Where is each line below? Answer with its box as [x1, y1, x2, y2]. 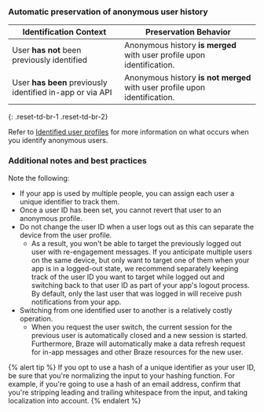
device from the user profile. [19, 230, 112, 240]
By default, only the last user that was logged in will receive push [31, 289, 242, 298]
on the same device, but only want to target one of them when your [31, 255, 250, 265]
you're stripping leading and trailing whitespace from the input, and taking [8, 388, 248, 397]
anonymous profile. [19, 213, 82, 223]
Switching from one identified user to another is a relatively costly [19, 305, 233, 315]
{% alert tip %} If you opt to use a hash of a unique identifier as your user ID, [8, 362, 256, 372]
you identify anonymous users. [8, 136, 108, 145]
